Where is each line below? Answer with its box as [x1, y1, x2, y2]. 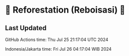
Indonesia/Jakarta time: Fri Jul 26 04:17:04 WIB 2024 [5, 46, 112, 52]
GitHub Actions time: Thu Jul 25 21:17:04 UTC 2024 [5, 37, 109, 42]
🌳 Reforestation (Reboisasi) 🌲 [5, 4, 126, 16]
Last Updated [5, 24, 47, 32]
